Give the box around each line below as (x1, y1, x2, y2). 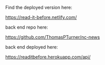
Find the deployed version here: (5, 5, 73, 10)
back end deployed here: (5, 44, 58, 50)
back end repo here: (5, 24, 48, 30)
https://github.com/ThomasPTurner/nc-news (5, 34, 100, 40)
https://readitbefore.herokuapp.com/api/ (5, 54, 91, 60)
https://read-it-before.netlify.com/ (5, 14, 77, 20)
